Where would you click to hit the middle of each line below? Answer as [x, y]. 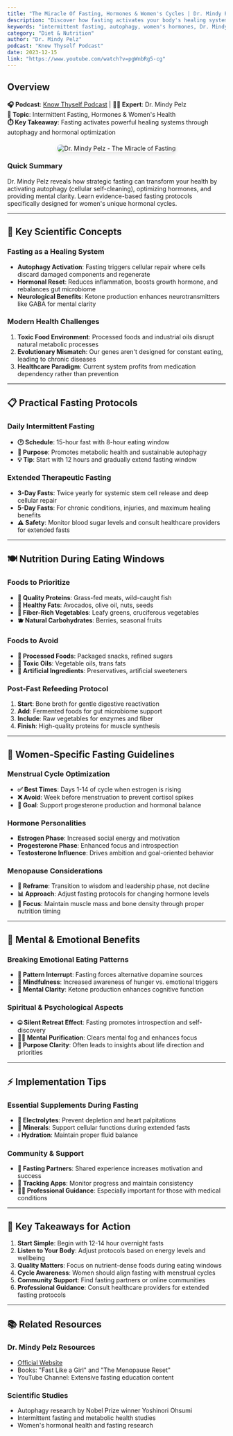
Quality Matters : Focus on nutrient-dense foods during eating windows [119, 1266]
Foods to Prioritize [39, 583]
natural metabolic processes [58, 344]
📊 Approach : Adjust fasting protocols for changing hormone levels [113, 894]
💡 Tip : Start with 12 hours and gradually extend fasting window [107, 459]
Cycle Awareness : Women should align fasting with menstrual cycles [116, 1273]
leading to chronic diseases [57, 359]
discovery [32, 1031]
